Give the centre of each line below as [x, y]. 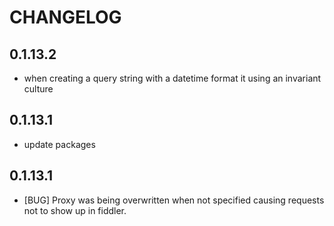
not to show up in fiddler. [75, 210]
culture [38, 89]
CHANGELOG [65, 17]
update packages [59, 144]
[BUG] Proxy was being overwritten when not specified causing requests [174, 200]
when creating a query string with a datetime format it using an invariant [172, 78]
